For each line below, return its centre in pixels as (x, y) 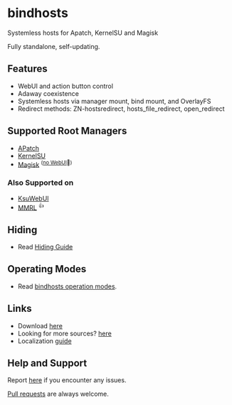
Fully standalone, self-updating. (54, 46)
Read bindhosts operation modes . (67, 286)
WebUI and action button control (65, 86)
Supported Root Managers (67, 131)
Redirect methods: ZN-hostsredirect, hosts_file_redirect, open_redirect (121, 109)
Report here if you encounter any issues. (67, 380)
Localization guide (45, 341)
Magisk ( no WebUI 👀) (45, 163)
